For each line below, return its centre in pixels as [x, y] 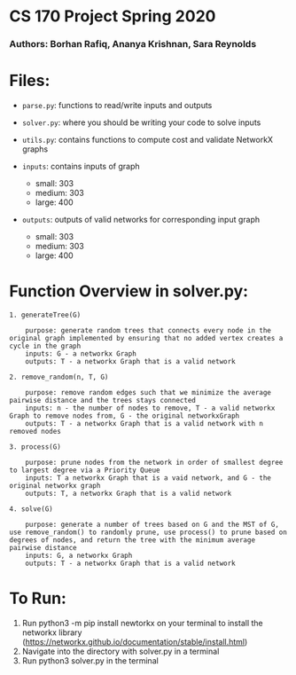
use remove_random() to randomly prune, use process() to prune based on [148, 532]
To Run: [38, 598]
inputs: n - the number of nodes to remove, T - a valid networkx [150, 408]
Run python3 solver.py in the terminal [90, 660]
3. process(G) [35, 447]
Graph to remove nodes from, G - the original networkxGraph [125, 416]
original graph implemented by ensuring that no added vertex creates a [146, 338]
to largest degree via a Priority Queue [85, 470]
